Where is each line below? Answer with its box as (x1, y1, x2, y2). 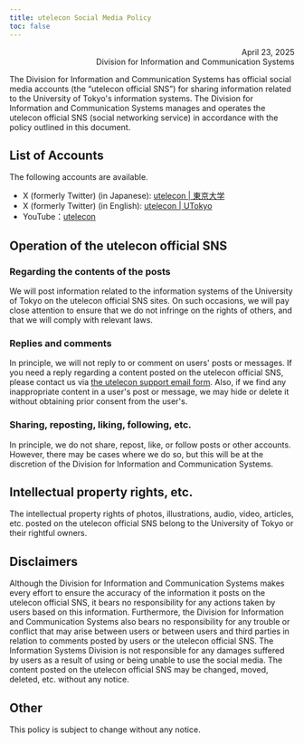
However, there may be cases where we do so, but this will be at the (9, 448, 264, 459)
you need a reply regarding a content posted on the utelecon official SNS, (9, 367, 284, 378)
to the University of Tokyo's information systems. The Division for (9, 92, 254, 104)
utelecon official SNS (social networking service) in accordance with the (9, 112, 279, 123)
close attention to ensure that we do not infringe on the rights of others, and (9, 305, 292, 315)
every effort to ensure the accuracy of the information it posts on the (9, 588, 265, 598)
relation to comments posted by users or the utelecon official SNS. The (9, 636, 274, 646)
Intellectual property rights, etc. (9, 485, 194, 500)
